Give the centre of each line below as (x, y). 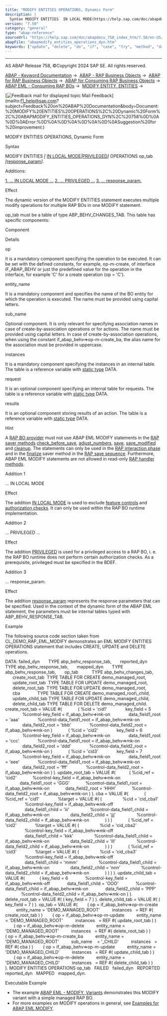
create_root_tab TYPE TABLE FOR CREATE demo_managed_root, (79, 677)
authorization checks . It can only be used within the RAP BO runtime (75, 508)
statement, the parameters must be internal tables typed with (68, 611)
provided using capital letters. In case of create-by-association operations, (82, 334)
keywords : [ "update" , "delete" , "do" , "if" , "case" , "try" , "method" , (80, 47)
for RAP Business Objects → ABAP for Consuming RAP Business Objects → (83, 81)
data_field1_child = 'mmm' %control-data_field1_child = (91, 862)
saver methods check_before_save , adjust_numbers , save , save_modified (81, 443)
